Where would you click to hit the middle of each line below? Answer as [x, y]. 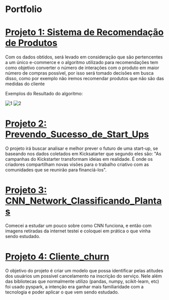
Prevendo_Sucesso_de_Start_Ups [77, 134]
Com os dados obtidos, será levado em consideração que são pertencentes [84, 57]
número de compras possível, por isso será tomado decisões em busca [79, 73]
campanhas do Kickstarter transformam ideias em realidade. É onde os [79, 159]
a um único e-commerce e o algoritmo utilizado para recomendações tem [82, 63]
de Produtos [31, 43]
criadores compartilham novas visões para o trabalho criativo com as [77, 164]
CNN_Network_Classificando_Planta [83, 201]
